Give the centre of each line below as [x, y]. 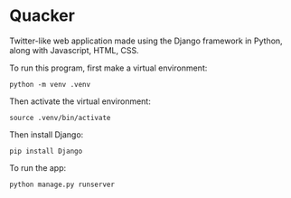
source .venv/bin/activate [60, 118]
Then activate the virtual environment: [80, 101]
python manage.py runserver [62, 184]
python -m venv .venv [50, 84]
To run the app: [38, 167]
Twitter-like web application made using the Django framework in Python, [146, 41]
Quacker [42, 16]
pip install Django [46, 151]
